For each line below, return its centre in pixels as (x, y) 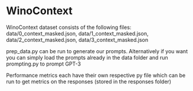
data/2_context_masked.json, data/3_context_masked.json (77, 40)
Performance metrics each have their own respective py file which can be (96, 75)
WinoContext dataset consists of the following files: (69, 27)
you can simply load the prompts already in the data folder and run (87, 57)
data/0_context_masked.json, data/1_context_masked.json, (77, 33)
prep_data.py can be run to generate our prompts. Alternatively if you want (97, 51)
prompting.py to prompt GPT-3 (44, 64)
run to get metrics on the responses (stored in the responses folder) (89, 82)
